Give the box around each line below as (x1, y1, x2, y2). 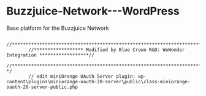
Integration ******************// (6, 52, 95, 58)
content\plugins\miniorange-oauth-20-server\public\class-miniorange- (6, 78, 191, 84)
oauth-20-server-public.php (6, 84, 78, 90)
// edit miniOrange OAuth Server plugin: (28, 73, 136, 80)
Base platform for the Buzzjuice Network (6, 24, 109, 32)
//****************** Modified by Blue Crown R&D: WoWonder (28, 47, 185, 53)
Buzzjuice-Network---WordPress (6, 4, 180, 18)
